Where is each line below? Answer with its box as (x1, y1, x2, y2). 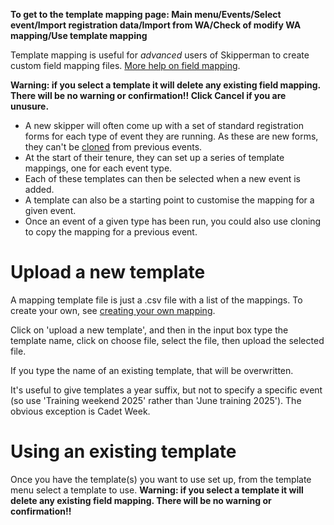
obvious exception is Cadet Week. (10, 405, 151, 417)
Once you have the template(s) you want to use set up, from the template (10, 473, 312, 485)
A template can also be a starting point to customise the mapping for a (24, 194, 315, 206)
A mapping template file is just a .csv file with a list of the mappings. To (10, 294, 303, 306)
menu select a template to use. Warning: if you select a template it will (10, 484, 304, 496)
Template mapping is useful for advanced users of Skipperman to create (10, 49, 310, 61)
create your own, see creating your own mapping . (10, 304, 216, 316)
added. (24, 184, 55, 195)
